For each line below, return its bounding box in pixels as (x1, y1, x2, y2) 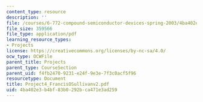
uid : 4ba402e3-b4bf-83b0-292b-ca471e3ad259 (6, 87, 118, 93)
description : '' (6, 14, 47, 20)
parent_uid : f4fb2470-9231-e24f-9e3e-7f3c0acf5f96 (6, 70, 137, 76)
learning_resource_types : (6, 37, 71, 43)
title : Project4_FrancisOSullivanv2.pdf (6, 82, 110, 88)
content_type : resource (6, 8, 66, 15)
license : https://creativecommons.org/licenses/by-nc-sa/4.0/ (6, 48, 166, 54)
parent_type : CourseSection (6, 64, 77, 71)
